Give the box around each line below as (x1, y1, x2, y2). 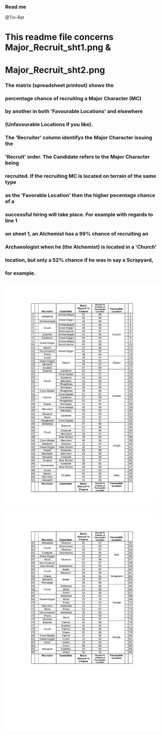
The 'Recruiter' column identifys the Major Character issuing (5, 134, 152, 141)
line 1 (5, 217, 18, 224)
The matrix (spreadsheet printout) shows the (5, 82, 114, 88)
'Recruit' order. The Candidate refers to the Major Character (5, 153, 150, 160)
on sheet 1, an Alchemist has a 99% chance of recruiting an (5, 230, 149, 237)
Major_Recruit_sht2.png (5, 65, 105, 75)
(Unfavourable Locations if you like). (5, 121, 93, 128)
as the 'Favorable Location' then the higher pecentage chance (5, 192, 155, 199)
